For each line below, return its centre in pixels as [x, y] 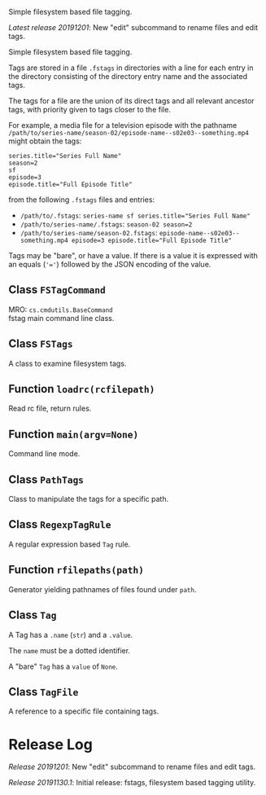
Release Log [51, 744]
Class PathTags [46, 479]
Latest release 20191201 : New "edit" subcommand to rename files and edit [133, 27]
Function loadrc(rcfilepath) [82, 389]
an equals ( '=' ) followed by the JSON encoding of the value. [110, 264]
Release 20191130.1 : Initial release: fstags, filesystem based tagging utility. [132, 783]
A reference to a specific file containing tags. [84, 711]
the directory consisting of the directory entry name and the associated [128, 76]
